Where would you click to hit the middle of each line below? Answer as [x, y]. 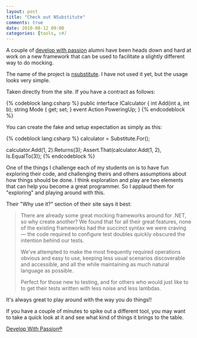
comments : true [25, 22]
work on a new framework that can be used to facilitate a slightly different [96, 57]
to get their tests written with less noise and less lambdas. [91, 289]
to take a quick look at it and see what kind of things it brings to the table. [95, 317]
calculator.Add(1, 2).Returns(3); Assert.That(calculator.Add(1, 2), [84, 150]
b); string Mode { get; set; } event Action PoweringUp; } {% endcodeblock [96, 110]
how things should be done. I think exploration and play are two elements [95, 180]
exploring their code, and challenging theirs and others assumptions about [96, 174]
